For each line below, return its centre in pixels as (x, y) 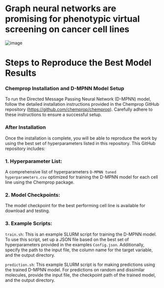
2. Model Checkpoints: (33, 195)
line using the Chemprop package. (40, 182)
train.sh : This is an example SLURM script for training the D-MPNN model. (81, 234)
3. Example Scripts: (29, 223)
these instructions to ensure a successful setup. (53, 115)
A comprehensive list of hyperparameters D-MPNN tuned (61, 172)
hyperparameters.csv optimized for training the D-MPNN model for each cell (82, 177)
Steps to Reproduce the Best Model (78, 63)
